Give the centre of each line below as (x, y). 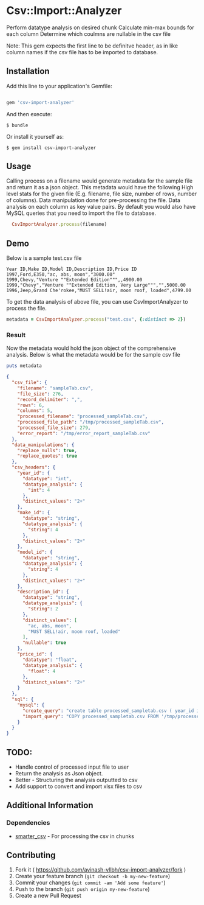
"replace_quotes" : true (47, 456)
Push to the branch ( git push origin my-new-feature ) (82, 889)
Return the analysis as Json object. (59, 773)
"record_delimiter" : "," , (50, 399)
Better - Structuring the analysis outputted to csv (76, 780)
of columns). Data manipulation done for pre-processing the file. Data (93, 200)
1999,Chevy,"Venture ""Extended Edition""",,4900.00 (74, 280)
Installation (28, 72)
